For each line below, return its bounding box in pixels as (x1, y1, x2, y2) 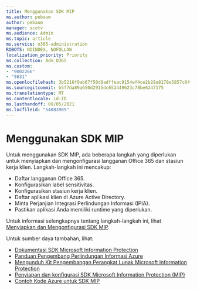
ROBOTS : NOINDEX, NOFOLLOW (6, 47, 72, 53)
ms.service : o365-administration (6, 42, 88, 47)
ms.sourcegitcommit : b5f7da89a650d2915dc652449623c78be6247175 (6, 85, 164, 91)
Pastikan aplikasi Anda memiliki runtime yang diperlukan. (14, 206, 152, 213)
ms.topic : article (6, 36, 51, 42)
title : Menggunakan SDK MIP (6, 8, 75, 15)
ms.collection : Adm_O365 (6, 57, 67, 63)
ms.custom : (6, 63, 33, 69)
